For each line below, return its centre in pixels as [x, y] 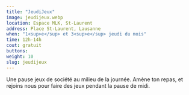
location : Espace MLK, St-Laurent [50, 23]
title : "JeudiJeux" [31, 12]
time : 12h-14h [24, 40]
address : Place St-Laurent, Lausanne [54, 29]
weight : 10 [20, 57]
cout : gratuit [24, 46]
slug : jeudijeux [26, 62]
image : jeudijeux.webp [35, 17]
